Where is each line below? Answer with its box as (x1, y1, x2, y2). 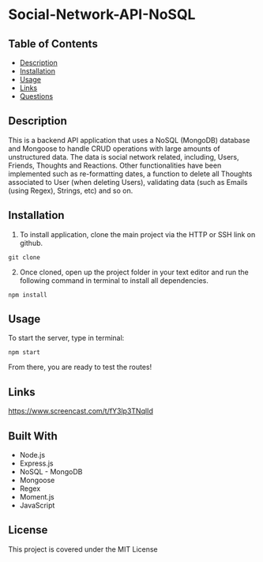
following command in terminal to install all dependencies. (19, 275, 209, 285)
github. (19, 238, 43, 247)
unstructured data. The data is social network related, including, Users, (8, 152, 239, 161)
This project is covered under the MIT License (8, 544, 158, 554)
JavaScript (19, 500, 55, 511)
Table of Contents (8, 37, 99, 51)
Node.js (19, 451, 46, 460)
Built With (8, 429, 58, 443)
